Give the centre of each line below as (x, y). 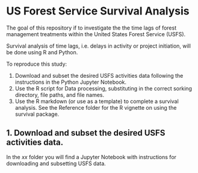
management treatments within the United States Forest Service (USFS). (96, 34)
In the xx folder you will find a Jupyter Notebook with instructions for (91, 157)
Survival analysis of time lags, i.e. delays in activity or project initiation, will (99, 46)
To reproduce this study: (37, 64)
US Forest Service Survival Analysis (98, 11)
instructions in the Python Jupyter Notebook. (71, 82)
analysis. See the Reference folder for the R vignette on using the (96, 107)
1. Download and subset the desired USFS (86, 133)
